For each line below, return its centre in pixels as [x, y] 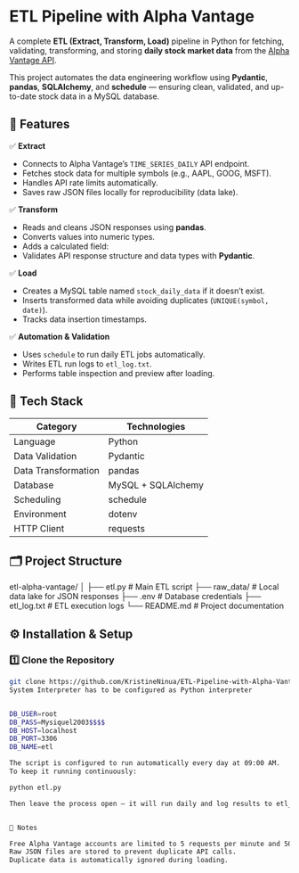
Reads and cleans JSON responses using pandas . [114, 227]
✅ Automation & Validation [60, 336]
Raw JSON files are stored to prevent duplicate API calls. [123, 852]
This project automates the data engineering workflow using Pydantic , [139, 77]
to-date [23, 96]
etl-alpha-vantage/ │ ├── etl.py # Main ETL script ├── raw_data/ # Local [144, 587]
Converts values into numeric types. [89, 236]
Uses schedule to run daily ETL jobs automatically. [114, 354]
